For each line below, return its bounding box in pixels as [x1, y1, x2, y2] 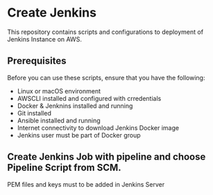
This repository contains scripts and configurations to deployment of [7, 28, 203, 36]
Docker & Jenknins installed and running [17, 102, 133, 110]
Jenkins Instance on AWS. [7, 35, 82, 43]
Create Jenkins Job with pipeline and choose [7, 151, 206, 163]
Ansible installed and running [17, 116, 101, 124]
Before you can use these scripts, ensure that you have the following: [7, 73, 205, 82]
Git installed [17, 109, 52, 117]
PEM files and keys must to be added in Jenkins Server [7, 180, 165, 188]
